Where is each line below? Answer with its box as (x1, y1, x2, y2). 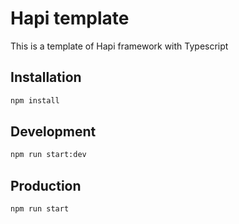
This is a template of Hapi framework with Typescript (10, 40, 229, 52)
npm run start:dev (10, 150, 87, 160)
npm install (10, 95, 60, 106)
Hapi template (10, 7, 130, 30)
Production (10, 177, 82, 194)
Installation (10, 69, 82, 86)
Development (10, 123, 97, 141)
